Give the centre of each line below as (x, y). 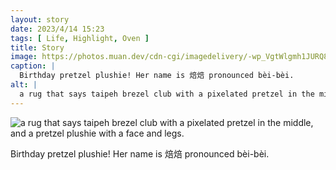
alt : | (24, 85)
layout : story (40, 19)
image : (24, 57)
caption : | (33, 66)
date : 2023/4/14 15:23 (57, 29)
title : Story (37, 47)
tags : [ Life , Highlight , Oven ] (80, 38)
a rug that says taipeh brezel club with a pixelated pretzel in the (167, 94)
